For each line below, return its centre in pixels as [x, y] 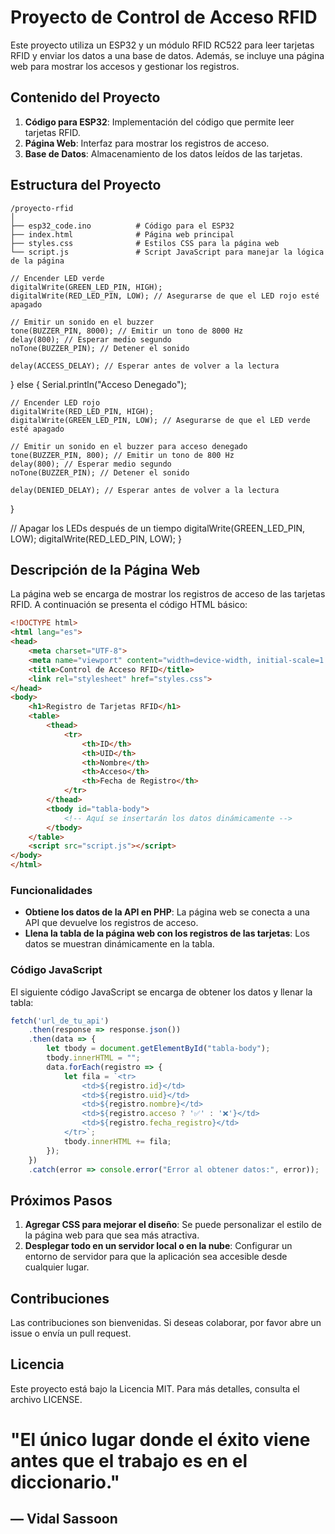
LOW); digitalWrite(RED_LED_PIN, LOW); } [96, 538]
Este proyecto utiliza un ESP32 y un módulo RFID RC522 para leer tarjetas [162, 45]
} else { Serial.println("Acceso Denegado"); [98, 384]
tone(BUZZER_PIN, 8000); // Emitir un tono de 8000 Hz [127, 331]
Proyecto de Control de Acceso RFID [164, 17]
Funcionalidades [51, 890]
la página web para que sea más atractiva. [112, 1235]
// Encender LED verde [57, 278]
